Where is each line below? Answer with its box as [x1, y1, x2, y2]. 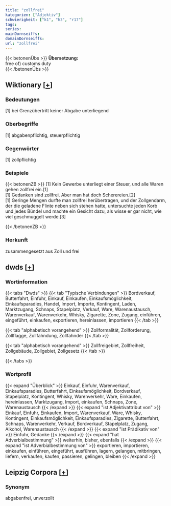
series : [5, 27, 22, 32]
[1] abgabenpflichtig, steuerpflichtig [5, 132, 81, 138]
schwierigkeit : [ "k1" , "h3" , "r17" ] [5, 17, 83, 22]
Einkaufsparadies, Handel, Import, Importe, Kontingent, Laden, [5, 301, 137, 307]
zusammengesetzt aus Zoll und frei [5, 248, 80, 254]
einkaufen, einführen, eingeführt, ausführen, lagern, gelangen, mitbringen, [5, 448, 162, 454]
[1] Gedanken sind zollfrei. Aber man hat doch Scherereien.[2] [5, 192, 136, 198]
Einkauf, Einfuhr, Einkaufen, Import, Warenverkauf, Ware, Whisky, [5, 410, 142, 416]
